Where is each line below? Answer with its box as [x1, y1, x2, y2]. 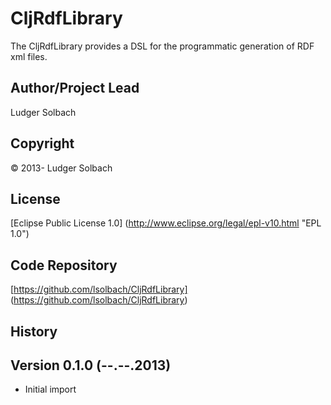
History [10, 323, 58, 340]
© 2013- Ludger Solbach [10, 162, 113, 174]
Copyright [10, 135, 75, 152]
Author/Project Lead [10, 80, 140, 97]
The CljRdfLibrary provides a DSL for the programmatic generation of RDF [10, 40, 315, 52]
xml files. [10, 50, 48, 62]
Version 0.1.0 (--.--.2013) [10, 357, 172, 374]
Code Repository [10, 257, 118, 274]
